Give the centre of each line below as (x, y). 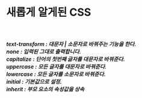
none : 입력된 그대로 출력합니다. (44, 51)
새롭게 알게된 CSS (49, 12)
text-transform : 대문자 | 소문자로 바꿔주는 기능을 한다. (71, 44)
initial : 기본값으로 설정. (34, 81)
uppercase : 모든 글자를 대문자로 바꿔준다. (57, 66)
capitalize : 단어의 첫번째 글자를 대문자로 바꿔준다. (66, 59)
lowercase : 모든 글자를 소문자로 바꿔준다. (56, 74)
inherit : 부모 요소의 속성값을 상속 (45, 89)
